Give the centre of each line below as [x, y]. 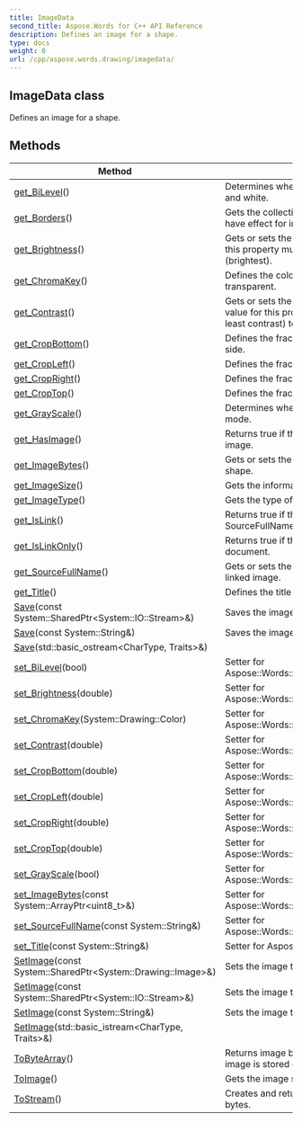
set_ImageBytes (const [61, 894]
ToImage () [36, 1078]
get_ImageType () [50, 500]
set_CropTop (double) [58, 848]
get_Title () [35, 592]
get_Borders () [44, 218]
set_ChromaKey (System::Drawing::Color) [100, 718]
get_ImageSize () [49, 485]
